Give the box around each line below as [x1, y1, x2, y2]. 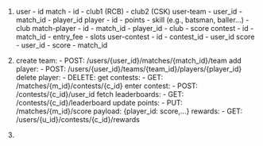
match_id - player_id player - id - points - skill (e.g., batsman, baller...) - [15, 15, 249, 25]
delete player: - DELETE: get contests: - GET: [15, 73, 164, 82]
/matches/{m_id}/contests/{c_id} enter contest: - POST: [15, 81, 199, 90]
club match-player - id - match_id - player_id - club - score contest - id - [15, 24, 254, 33]
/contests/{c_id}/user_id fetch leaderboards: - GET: [15, 90, 184, 98]
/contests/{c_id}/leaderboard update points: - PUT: [15, 98, 183, 107]
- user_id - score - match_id [15, 40, 108, 50]
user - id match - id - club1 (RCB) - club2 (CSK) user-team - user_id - [15, 7, 242, 16]
